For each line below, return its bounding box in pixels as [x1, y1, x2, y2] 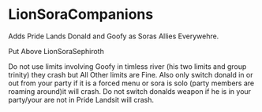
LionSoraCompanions [8, 5, 154, 23]
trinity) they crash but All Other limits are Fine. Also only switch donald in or [8, 70, 253, 79]
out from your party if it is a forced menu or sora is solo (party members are [8, 78, 255, 88]
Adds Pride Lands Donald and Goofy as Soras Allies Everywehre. [8, 31, 219, 41]
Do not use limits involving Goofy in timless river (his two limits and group [8, 61, 247, 71]
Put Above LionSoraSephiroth [8, 46, 104, 56]
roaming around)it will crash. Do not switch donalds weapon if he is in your [8, 86, 251, 96]
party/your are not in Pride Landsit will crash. [8, 95, 155, 104]
